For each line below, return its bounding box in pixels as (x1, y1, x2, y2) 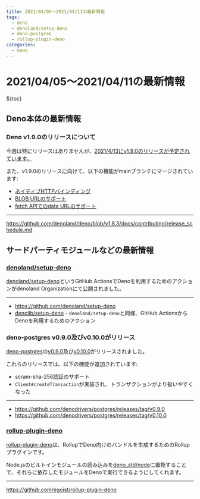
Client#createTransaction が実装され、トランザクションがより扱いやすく (14, 381, 193, 388)
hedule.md (6, 227, 33, 234)
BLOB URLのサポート (14, 195, 67, 202)
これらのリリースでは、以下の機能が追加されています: (6, 360, 138, 368)
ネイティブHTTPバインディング (14, 188, 91, 195)
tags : (6, 14, 20, 20)
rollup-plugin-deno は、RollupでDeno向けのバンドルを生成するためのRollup (6, 441, 190, 448)
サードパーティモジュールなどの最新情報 (6, 245, 154, 255)
